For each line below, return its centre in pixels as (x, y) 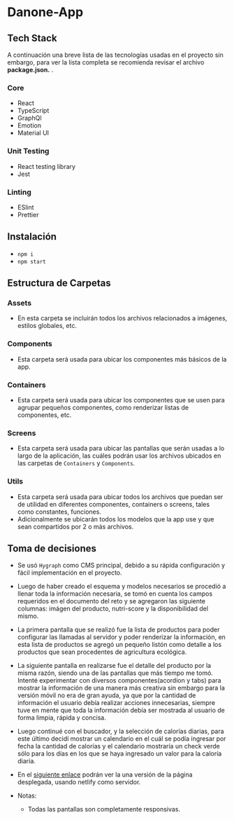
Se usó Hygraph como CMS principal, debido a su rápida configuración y (121, 566)
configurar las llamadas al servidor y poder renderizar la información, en (121, 637)
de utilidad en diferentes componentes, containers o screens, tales (114, 504)
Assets (20, 303)
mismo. (28, 616)
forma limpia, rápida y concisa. (61, 718)
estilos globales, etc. (47, 326)
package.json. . (30, 70)
